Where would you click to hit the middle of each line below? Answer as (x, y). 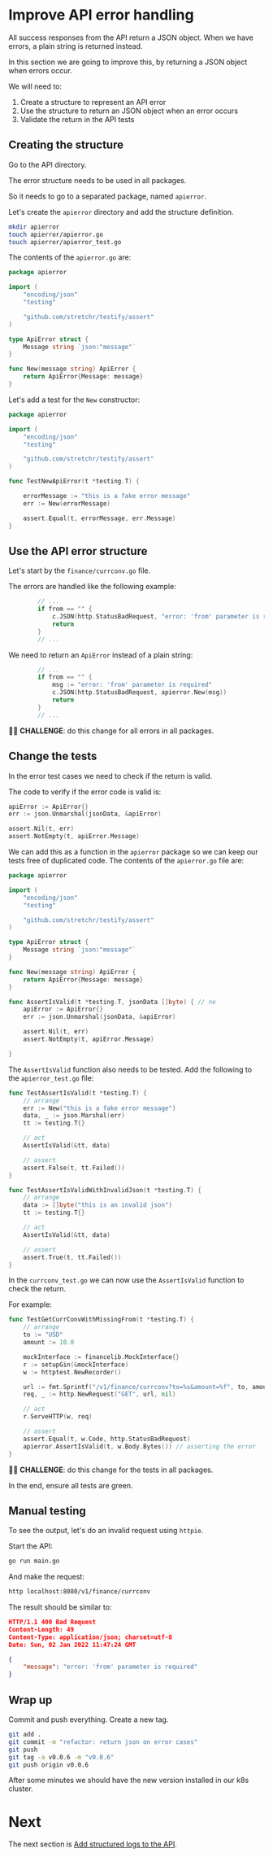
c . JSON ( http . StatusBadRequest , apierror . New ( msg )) (139, 693)
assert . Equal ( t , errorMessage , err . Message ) (100, 518)
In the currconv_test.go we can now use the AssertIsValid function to (126, 1280)
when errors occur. (40, 70)
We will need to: (35, 86)
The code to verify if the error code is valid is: (85, 792)
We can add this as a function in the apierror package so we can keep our (133, 852)
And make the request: (47, 1577)
